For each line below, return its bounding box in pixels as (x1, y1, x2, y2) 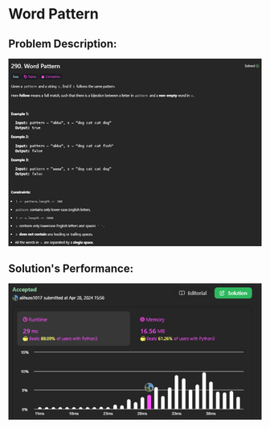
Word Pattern (8, 5, 99, 23)
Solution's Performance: (8, 261, 134, 275)
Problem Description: (8, 37, 117, 51)
